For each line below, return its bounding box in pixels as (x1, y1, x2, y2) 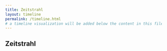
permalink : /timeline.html (5, 16, 61, 21)
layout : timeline (5, 12, 41, 17)
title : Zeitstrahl (5, 7, 43, 12)
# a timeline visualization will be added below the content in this (5, 21, 153, 26)
